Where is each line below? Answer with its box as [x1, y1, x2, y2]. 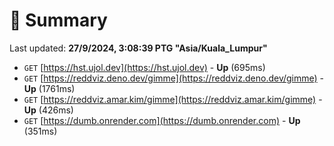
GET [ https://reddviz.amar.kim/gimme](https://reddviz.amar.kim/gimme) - [23, 93, 323, 105]
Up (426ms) [23, 104, 74, 116]
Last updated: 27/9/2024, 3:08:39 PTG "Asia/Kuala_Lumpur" [9, 42, 268, 54]
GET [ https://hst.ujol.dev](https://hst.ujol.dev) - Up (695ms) [23, 61, 266, 73]
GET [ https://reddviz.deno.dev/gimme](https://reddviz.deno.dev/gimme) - [23, 72, 325, 84]
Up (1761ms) [23, 82, 76, 94]
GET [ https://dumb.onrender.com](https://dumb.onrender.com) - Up [23, 114, 301, 126]
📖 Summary [9, 9, 108, 32]
